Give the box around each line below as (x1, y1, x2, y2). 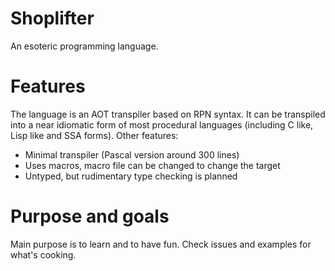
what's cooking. (10, 248, 77, 261)
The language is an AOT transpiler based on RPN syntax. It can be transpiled (10, 108, 326, 120)
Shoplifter (10, 7, 95, 30)
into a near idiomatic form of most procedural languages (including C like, (10, 118, 314, 131)
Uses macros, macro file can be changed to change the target (24, 159, 281, 171)
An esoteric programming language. (10, 40, 159, 52)
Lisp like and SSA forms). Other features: (10, 129, 179, 141)
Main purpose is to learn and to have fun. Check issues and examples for (10, 238, 312, 250)
